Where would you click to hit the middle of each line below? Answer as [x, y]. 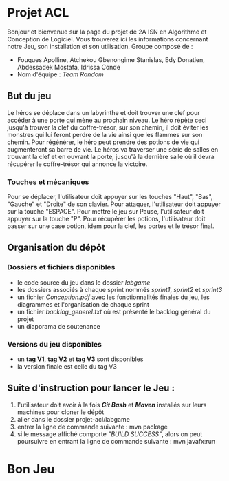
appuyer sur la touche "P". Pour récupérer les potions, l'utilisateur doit [106, 219]
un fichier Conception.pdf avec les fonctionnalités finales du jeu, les [113, 297]
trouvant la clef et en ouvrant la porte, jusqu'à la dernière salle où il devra [111, 156]
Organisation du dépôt [56, 248]
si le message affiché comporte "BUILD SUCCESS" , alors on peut [110, 434]
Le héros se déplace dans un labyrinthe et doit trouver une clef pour [103, 112]
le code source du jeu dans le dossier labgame [84, 282]
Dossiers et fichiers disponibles [61, 267]
